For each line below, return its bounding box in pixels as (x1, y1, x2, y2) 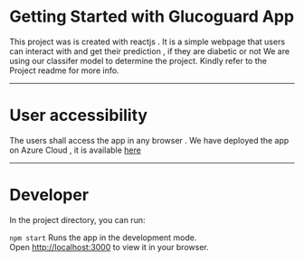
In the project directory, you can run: (9, 214, 146, 225)
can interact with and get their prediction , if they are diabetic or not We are (9, 45, 290, 56)
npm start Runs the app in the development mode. (9, 232, 197, 243)
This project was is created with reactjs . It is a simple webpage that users (9, 36, 286, 47)
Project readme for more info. (9, 65, 119, 76)
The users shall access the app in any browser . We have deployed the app (9, 135, 290, 145)
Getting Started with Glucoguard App (9, 6, 295, 27)
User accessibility (9, 106, 147, 126)
